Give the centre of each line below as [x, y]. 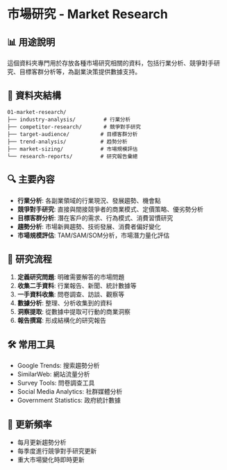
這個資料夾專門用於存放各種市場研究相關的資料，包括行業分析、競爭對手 [110, 63]
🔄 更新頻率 [30, 424]
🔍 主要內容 [31, 179]
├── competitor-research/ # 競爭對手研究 [74, 127]
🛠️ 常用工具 [31, 344]
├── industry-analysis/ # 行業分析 [69, 119]
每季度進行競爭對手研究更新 [57, 451]
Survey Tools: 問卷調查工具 [56, 383]
